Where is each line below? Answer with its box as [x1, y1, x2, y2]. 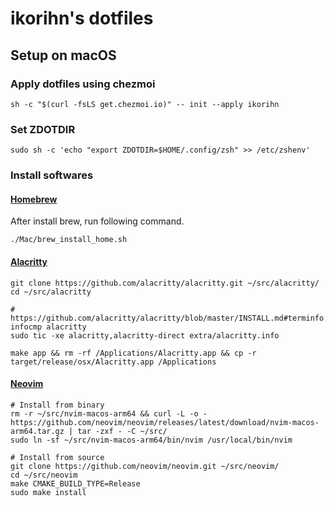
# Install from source [10, 452, 105, 462]
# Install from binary [10, 400, 105, 410]
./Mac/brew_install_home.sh [10, 235, 128, 245]
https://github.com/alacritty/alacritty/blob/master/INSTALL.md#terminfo [10, 313, 325, 323]
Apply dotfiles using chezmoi [10, 77, 156, 91]
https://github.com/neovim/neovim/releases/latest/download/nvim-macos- [10, 417, 320, 427]
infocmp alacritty [10, 322, 87, 332]
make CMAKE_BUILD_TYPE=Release [10, 478, 141, 489]
